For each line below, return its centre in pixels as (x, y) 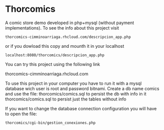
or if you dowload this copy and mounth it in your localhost (65, 46)
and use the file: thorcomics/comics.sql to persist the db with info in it (76, 94)
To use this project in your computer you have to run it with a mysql (73, 83)
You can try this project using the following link (53, 64)
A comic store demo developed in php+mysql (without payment (70, 23)
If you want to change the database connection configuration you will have (81, 108)
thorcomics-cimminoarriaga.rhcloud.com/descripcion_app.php (68, 37)
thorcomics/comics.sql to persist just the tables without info (66, 99)
